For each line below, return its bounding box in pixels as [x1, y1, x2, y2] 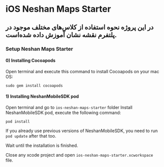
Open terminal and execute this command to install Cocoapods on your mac [5, 68, 159, 74]
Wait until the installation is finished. [5, 142, 78, 148]
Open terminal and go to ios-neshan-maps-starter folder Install [5, 104, 133, 110]
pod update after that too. [5, 133, 56, 139]
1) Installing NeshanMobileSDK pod [5, 93, 79, 99]
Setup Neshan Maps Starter [5, 45, 73, 52]
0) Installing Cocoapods [5, 57, 56, 63]
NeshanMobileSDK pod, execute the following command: [5, 110, 121, 115]
